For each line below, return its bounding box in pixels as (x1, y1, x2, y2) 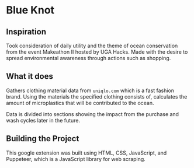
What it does (6, 71, 54, 82)
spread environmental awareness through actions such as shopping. (6, 55, 171, 61)
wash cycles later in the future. (6, 117, 81, 124)
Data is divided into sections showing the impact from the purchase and (6, 110, 179, 117)
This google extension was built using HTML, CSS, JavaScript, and (6, 149, 167, 156)
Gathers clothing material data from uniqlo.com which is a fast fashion (6, 87, 174, 94)
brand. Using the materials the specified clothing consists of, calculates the (6, 93, 188, 100)
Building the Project (6, 134, 79, 143)
